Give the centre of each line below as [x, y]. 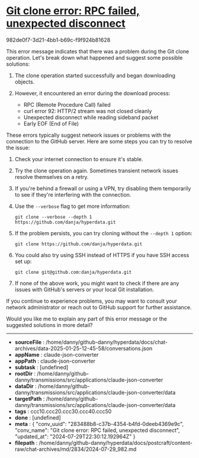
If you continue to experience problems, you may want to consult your [92, 301]
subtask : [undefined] [41, 367]
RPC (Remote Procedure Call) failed [67, 104]
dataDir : [25, 386]
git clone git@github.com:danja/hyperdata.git [73, 272]
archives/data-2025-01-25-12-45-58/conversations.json [84, 348]
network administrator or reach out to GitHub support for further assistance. [99, 307]
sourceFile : [30, 342]
